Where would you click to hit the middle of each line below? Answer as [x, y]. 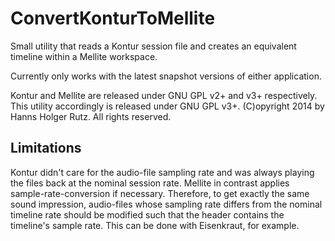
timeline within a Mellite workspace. [84, 56]
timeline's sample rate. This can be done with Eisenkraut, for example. [155, 225]
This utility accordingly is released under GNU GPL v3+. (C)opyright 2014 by [167, 106]
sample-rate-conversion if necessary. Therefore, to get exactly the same [160, 193]
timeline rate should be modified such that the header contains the [147, 214]
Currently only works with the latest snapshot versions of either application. [166, 76]
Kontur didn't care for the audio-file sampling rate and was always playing [162, 172]
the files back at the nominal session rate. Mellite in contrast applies [150, 183]
